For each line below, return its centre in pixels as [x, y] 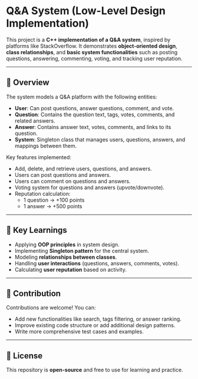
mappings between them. [46, 146]
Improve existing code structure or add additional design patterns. [95, 325]
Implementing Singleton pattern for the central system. [82, 251]
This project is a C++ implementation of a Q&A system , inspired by [88, 39]
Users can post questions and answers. [63, 174]
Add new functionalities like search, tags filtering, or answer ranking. [98, 319]
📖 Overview [28, 83]
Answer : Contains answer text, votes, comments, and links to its [93, 127]
